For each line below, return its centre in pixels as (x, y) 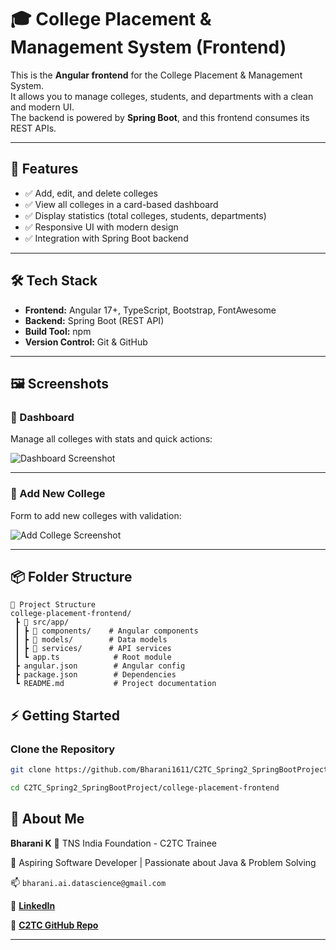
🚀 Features (44, 169)
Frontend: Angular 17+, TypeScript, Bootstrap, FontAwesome (150, 310)
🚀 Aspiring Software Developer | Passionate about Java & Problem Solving (163, 862)
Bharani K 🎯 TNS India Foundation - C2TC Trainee (113, 843)
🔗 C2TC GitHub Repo (54, 925)
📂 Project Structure (53, 605)
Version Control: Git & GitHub (86, 342)
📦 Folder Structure (71, 576)
